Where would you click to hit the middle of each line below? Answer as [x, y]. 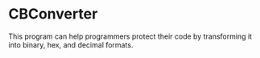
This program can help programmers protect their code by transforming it [130, 36]
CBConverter [53, 14]
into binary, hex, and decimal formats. [71, 44]
